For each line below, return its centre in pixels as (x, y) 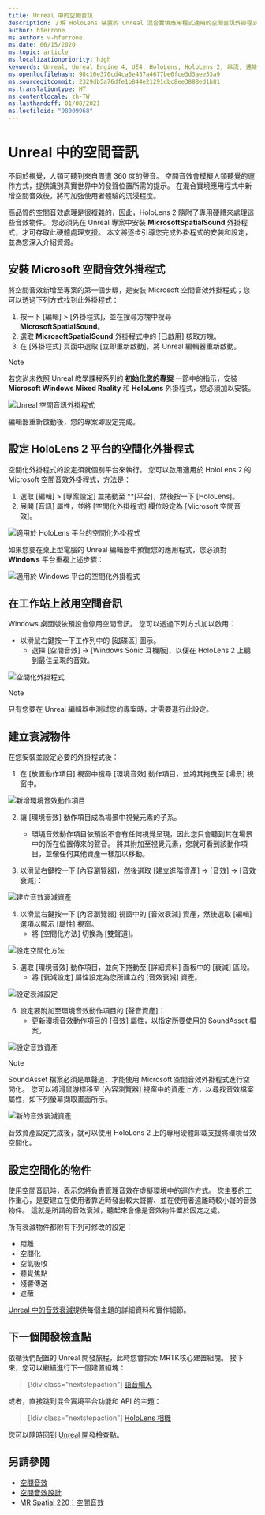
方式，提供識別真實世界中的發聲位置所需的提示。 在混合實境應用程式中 (130, 186)
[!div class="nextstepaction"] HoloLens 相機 (99, 1418)
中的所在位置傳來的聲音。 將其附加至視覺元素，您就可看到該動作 (136, 844)
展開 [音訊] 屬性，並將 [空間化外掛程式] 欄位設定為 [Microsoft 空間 (127, 506)
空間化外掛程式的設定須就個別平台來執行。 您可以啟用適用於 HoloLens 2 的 (130, 469)
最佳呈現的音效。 (66, 660)
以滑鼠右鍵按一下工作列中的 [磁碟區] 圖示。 (90, 641)
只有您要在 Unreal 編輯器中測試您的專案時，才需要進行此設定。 (111, 709)
